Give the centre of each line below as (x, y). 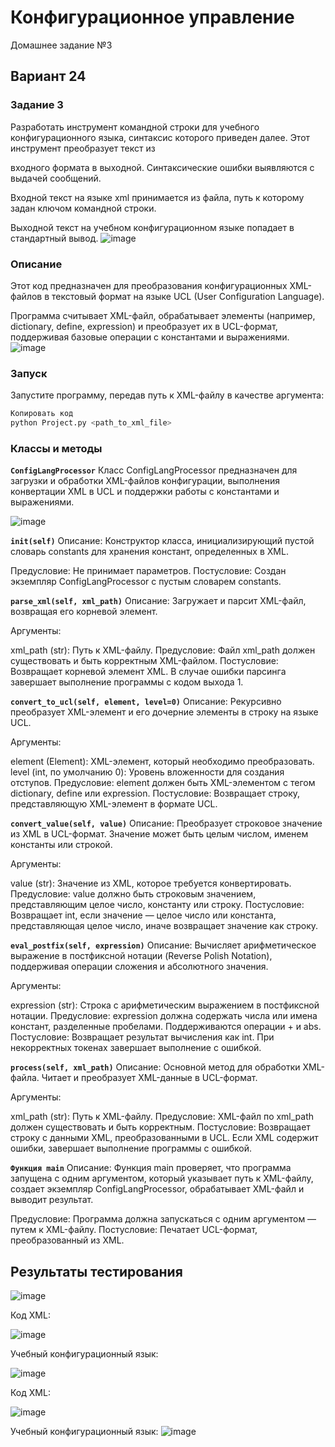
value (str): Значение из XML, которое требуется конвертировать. (151, 883)
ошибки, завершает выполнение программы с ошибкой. (131, 1148)
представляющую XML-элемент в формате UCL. (114, 804)
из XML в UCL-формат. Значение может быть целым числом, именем (159, 834)
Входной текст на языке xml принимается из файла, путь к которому (157, 197)
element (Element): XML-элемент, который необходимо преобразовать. (162, 762)
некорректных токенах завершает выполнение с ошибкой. (136, 1048)
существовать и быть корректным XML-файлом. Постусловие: (144, 661)
